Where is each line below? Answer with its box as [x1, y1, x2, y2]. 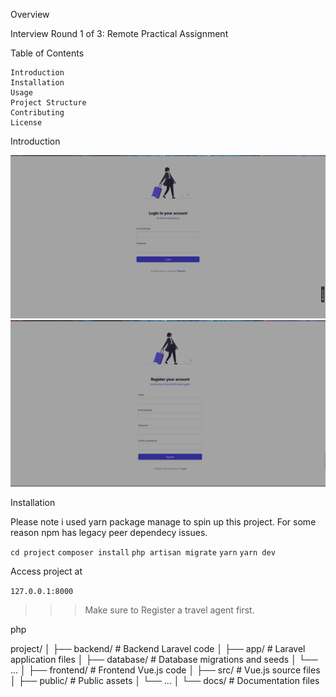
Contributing [10, 108, 65, 118]
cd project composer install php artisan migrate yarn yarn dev [10, 548, 276, 558]
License [10, 118, 43, 128]
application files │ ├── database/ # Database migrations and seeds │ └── [10, 654, 318, 666]
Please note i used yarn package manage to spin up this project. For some [10, 516, 317, 528]
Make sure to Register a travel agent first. [84, 604, 255, 616]
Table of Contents [10, 47, 85, 59]
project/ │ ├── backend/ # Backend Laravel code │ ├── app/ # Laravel [10, 643, 306, 655]
